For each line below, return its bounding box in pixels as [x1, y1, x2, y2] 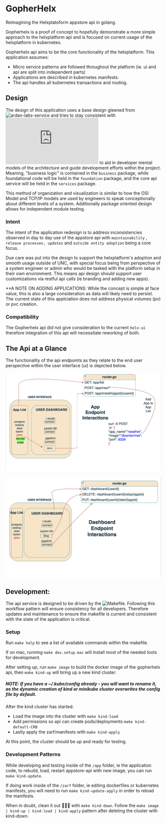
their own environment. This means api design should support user [5, 270, 142, 277]
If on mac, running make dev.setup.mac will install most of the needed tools [5, 650, 157, 655]
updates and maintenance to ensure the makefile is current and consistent [5, 611, 157, 617]
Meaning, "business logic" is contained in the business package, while [5, 170, 149, 176]
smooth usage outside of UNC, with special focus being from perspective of [5, 260, 161, 266]
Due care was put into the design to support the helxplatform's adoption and [5, 255, 161, 261]
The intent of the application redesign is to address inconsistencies [5, 229, 142, 235]
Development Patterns [5, 751, 61, 758]
